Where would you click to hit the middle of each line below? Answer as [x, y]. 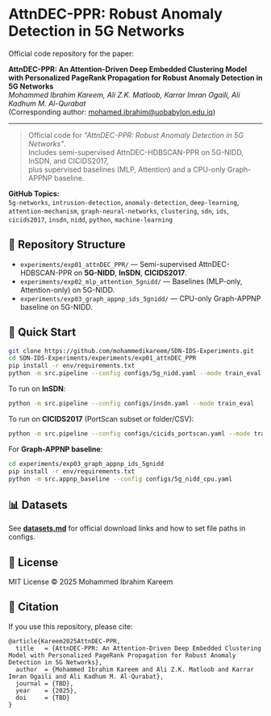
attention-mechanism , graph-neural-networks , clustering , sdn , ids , [119, 210]
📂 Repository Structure [67, 245]
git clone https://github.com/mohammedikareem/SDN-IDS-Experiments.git [131, 351]
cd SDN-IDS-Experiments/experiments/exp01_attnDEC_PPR [102, 358]
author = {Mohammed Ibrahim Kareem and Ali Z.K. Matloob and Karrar [135, 669]
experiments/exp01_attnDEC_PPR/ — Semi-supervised [108, 264]
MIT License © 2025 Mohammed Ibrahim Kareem [91, 582]
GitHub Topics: [34, 194]
